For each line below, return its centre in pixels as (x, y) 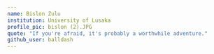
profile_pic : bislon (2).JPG (50, 27)
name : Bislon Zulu (34, 14)
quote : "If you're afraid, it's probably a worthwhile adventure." (108, 33)
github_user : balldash (40, 40)
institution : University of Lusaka (59, 20)
